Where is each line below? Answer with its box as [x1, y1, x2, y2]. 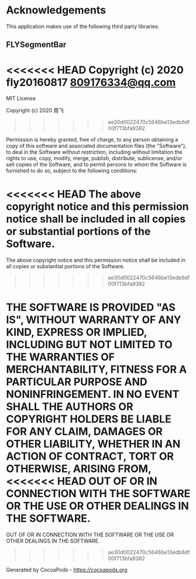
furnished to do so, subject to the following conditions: [6, 167, 137, 174]
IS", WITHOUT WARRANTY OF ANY [6, 313, 181, 327]
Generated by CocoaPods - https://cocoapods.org [6, 566, 128, 573]
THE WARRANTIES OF [6, 351, 115, 364]
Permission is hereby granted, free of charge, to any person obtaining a [6, 136, 178, 143]
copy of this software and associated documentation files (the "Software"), [6, 143, 187, 150]
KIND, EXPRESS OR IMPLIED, [6, 325, 147, 339]
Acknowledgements [6, 4, 106, 17]
